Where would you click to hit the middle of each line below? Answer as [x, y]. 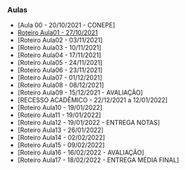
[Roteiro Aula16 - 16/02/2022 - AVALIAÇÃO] [81, 152]
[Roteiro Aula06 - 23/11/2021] [60, 70]
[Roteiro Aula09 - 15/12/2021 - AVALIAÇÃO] [80, 92]
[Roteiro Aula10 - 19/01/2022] [60, 108]
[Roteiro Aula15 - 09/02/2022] [61, 145]
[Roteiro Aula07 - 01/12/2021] [60, 78]
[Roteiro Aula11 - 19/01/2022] [59, 115]
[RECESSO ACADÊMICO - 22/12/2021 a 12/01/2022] [92, 100]
